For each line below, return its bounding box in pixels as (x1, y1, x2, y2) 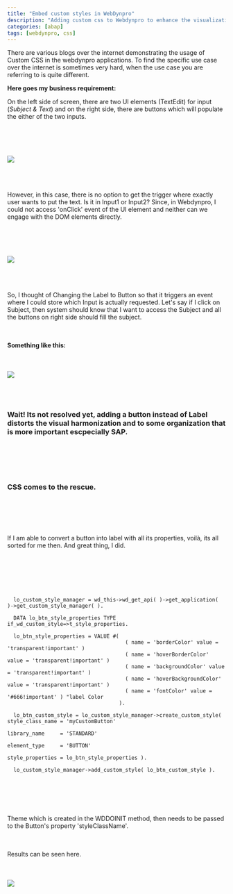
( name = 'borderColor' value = (125, 638, 218, 646)
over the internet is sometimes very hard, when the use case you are (7, 63, 203, 72)
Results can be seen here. (7, 850, 82, 858)
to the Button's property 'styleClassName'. (7, 821, 129, 830)
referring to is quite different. (7, 71, 90, 79)
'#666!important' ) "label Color (7, 693, 104, 700)
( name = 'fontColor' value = (125, 687, 213, 695)
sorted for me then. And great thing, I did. (7, 541, 126, 549)
